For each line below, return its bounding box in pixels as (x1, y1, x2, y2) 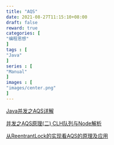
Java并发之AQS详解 (6, 107, 54, 114)
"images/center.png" (6, 85, 57, 91)
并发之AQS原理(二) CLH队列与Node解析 (6, 120, 102, 127)
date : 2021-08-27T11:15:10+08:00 (6, 14, 88, 20)
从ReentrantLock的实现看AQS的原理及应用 (6, 132, 108, 139)
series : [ (6, 63, 33, 69)
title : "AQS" (6, 8, 38, 15)
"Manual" (6, 69, 27, 75)
